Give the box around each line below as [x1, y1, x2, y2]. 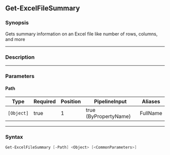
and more [5, 36, 25, 42]
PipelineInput [94, 98, 127, 105]
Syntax [5, 134, 23, 141]
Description [5, 53, 35, 60]
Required [33, 98, 56, 105]
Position [60, 98, 81, 105]
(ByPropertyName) [86, 113, 131, 120]
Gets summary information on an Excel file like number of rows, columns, [5, 30, 158, 37]
